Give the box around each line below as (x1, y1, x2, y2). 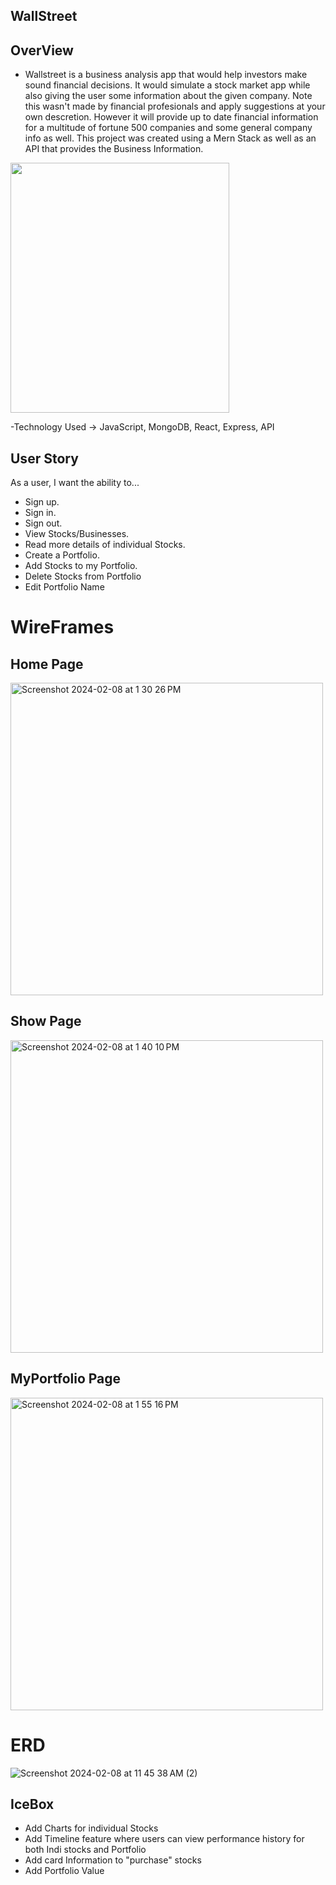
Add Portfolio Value (24, 1865, 105, 1877)
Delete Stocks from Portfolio (24, 570, 142, 583)
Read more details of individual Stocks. (24, 539, 186, 551)
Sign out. (24, 517, 63, 529)
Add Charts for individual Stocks (24, 1822, 159, 1834)
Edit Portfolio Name (24, 581, 105, 593)
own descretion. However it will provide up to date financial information (24, 111, 319, 123)
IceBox (10, 1795, 55, 1813)
